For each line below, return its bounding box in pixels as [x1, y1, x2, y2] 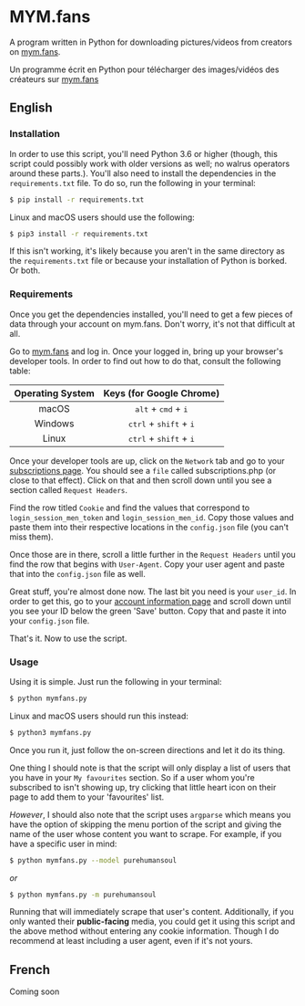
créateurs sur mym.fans [9, 73, 99, 84]
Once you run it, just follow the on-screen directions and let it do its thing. [9, 744, 286, 755]
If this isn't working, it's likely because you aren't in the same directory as [9, 246, 285, 257]
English [9, 100, 53, 116]
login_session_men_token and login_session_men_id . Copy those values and [9, 511, 294, 522]
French [9, 961, 50, 978]
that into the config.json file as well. [9, 568, 146, 579]
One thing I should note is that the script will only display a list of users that [9, 762, 291, 773]
